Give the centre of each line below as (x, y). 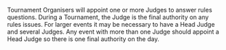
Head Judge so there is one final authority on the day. (83, 39)
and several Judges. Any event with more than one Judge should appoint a (113, 32)
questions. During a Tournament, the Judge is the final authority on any (108, 17)
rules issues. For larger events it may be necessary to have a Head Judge (111, 24)
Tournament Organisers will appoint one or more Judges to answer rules (110, 10)
